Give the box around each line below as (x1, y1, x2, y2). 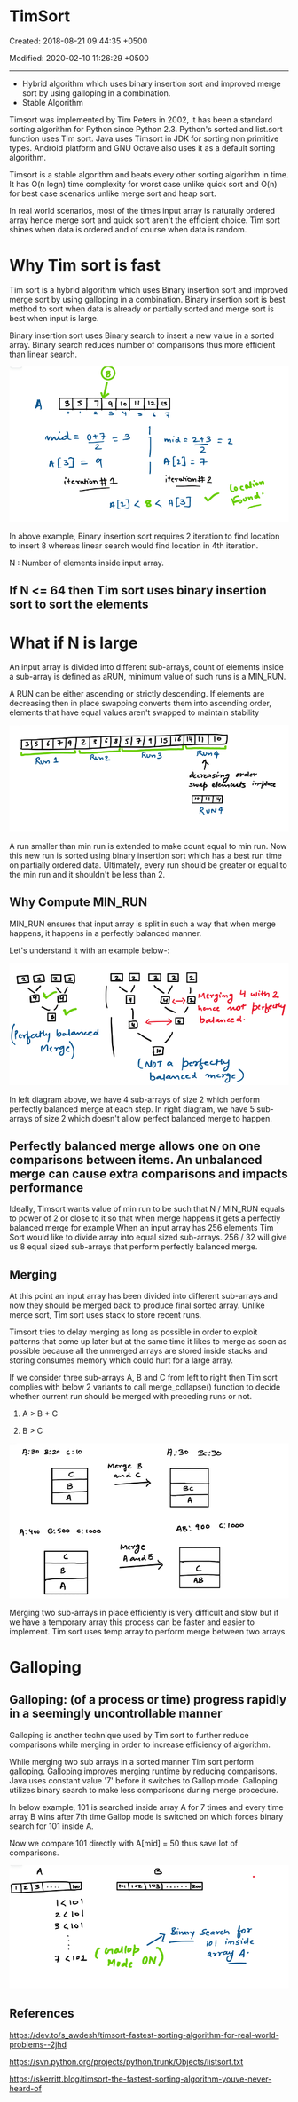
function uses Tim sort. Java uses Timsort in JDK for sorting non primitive (9, 133, 279, 144)
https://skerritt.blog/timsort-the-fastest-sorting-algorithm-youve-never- (9, 2074, 272, 2084)
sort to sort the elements (9, 597, 149, 612)
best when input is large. (9, 312, 99, 323)
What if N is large (9, 633, 138, 653)
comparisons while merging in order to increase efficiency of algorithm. (9, 1739, 271, 1750)
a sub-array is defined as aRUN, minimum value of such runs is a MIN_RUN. (9, 672, 286, 682)
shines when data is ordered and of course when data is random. (9, 224, 247, 234)
